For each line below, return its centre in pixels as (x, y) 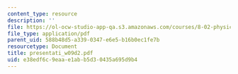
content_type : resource (42, 14)
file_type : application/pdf (49, 33)
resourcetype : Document (42, 47)
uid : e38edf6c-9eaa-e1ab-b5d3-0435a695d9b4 (73, 60)
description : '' (31, 20)
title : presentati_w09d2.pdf (50, 54)
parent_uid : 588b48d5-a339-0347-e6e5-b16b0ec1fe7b (84, 40)
